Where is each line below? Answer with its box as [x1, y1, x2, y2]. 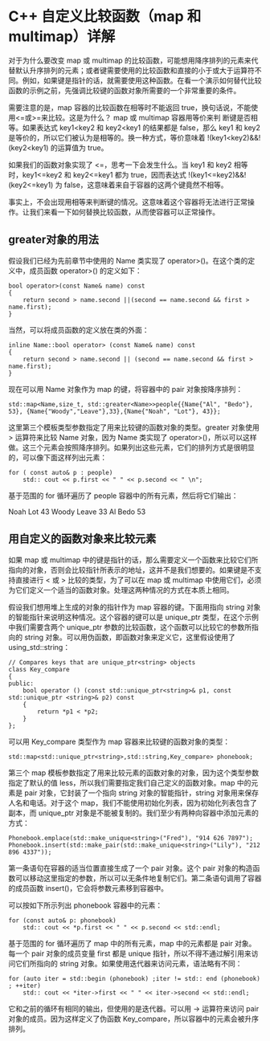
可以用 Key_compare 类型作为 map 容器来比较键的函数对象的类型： [8, 737, 231, 746]
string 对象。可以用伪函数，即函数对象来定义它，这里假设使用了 [23, 632, 235, 642]
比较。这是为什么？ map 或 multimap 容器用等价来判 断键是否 [47, 112, 252, 122]
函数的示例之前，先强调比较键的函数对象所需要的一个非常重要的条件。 [8, 85, 241, 95]
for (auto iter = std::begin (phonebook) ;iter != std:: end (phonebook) [8, 974, 261, 982]
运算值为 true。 [57, 142, 108, 153]
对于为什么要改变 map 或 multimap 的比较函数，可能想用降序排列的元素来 [8, 55, 252, 65]
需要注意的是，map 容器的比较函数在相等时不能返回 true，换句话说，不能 [8, 102, 252, 112]
